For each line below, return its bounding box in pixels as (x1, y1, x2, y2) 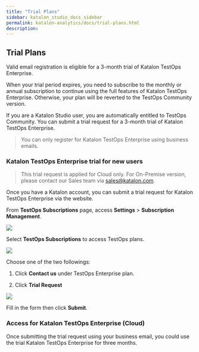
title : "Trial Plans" (6, 8, 60, 15)
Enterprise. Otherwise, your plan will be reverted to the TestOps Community (6, 94, 192, 101)
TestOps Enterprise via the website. (6, 195, 94, 202)
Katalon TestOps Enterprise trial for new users (6, 157, 143, 165)
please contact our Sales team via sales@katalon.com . (20, 177, 156, 184)
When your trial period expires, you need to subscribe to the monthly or (6, 81, 182, 88)
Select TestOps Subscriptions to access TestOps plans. (6, 236, 145, 243)
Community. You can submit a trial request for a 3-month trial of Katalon (6, 118, 184, 125)
